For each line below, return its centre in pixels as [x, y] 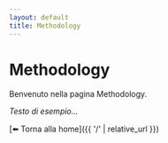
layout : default [39, 17]
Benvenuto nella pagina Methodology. [78, 94]
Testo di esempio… [44, 111]
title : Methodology [45, 26]
